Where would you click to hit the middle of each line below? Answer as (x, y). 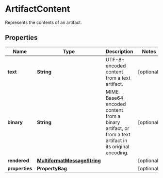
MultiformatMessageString (69, 160)
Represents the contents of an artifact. (43, 22)
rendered (18, 160)
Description (119, 51)
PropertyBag (52, 168)
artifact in (116, 141)
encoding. (117, 153)
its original (117, 146)
